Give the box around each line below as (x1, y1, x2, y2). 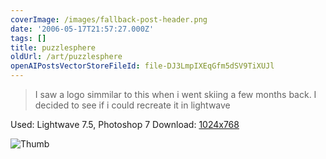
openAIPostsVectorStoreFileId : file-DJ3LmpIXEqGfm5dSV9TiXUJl (10, 61, 275, 71)
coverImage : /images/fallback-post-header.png (10, 14, 208, 25)
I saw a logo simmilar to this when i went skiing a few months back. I (34, 89, 317, 100)
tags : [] (10, 33, 47, 43)
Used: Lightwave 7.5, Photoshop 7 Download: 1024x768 (10, 119, 240, 130)
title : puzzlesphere (10, 42, 97, 53)
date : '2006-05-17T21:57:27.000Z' (10, 24, 155, 34)
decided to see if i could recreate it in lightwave (34, 99, 231, 111)
